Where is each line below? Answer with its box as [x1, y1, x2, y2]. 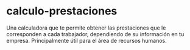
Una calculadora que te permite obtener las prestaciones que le [6, 24, 166, 31]
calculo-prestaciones [6, 4, 118, 18]
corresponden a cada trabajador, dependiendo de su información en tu [6, 30, 185, 37]
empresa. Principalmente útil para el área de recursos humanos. [6, 37, 167, 44]
